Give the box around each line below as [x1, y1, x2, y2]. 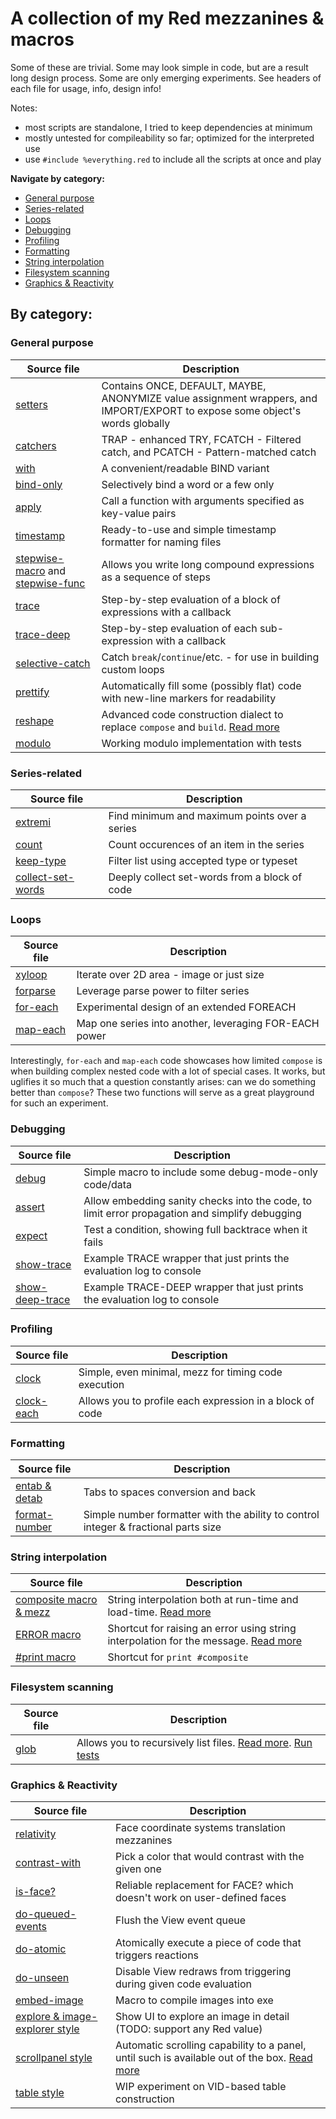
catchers [15, 438, 57, 452]
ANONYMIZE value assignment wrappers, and [101, 391, 318, 405]
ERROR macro [15, 1628, 82, 1642]
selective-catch [15, 656, 91, 670]
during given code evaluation [115, 1977, 252, 1991]
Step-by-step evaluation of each [101, 621, 258, 635]
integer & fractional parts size [83, 1520, 222, 1534]
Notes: [10, 102, 38, 114]
